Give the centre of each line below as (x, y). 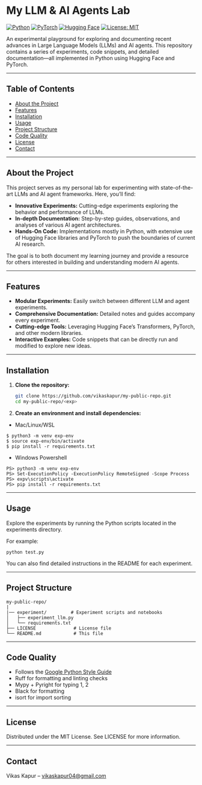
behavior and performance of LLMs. (60, 212)
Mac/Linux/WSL (35, 425)
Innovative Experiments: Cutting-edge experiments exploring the (96, 205)
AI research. (30, 244)
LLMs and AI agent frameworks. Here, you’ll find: (75, 194)
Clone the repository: (42, 385)
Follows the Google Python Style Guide (63, 672)
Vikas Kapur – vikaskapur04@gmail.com (56, 776)
